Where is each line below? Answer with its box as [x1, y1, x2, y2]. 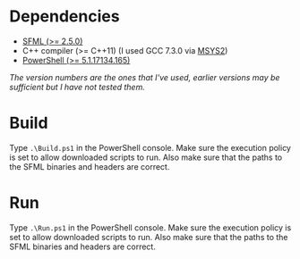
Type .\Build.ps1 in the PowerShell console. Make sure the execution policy [9, 142, 291, 153]
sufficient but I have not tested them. [9, 81, 145, 92]
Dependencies [9, 6, 120, 27]
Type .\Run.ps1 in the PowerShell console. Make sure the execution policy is [9, 221, 292, 233]
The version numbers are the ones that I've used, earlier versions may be [9, 71, 280, 82]
